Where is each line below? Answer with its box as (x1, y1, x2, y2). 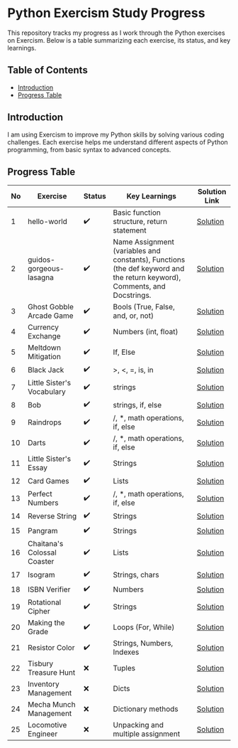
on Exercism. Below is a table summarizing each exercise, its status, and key (7, 36, 231, 44)
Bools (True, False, (113, 302, 175, 312)
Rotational (28, 597, 62, 607)
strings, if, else (113, 400, 161, 410)
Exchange (28, 331, 62, 341)
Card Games (28, 476, 69, 486)
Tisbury (28, 659, 54, 669)
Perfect (28, 489, 52, 499)
